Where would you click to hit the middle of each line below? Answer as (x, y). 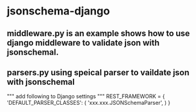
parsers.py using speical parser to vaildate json (98, 73)
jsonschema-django (58, 11)
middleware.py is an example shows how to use (99, 33)
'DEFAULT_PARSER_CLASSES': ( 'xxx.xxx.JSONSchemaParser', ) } (89, 103)
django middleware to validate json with (83, 42)
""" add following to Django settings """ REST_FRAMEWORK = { (86, 96)
